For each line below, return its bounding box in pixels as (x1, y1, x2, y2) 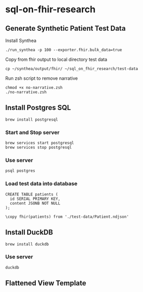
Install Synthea (5, 37, 37, 43)
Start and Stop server (5, 129, 60, 136)
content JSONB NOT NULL (10, 200, 60, 206)
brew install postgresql (5, 117, 58, 122)
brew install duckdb (5, 241, 50, 246)
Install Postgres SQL (5, 103, 71, 112)
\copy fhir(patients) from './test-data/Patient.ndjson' (5, 214, 129, 219)
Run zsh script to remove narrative (5, 75, 78, 81)
